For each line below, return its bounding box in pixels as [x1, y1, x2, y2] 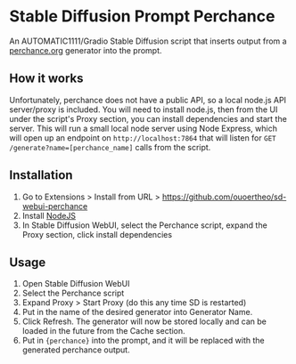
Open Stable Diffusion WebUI [21, 279, 130, 289]
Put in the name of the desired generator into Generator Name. [21, 307, 253, 318]
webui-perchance [21, 200, 88, 211]
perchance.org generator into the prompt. [9, 44, 162, 55]
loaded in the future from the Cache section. [21, 326, 185, 336]
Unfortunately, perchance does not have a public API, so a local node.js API [9, 94, 287, 105]
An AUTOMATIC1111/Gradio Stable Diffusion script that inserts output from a [9, 36, 287, 46]
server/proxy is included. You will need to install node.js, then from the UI [9, 104, 278, 115]
